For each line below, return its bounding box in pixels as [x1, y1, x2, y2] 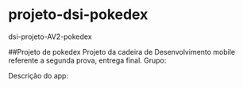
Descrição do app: [8, 71, 69, 80]
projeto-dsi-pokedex [8, 6, 148, 24]
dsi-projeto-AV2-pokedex [8, 32, 93, 41]
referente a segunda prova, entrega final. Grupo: [8, 55, 167, 65]
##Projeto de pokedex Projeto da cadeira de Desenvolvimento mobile [8, 47, 236, 56]
